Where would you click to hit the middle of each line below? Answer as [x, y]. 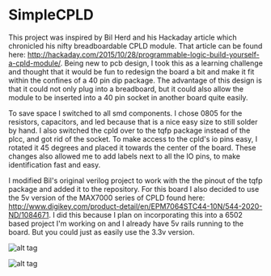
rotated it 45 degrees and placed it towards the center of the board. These [132, 147]
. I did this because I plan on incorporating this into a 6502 [145, 214]
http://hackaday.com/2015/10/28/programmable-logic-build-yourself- [144, 54]
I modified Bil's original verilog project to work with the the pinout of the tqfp [135, 180]
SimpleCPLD [51, 15]
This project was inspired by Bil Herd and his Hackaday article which [123, 37]
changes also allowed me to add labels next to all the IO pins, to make [125, 156]
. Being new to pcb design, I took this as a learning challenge [161, 63]
